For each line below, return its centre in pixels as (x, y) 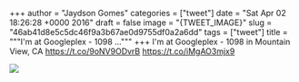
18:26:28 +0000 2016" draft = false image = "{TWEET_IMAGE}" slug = (141, 23)
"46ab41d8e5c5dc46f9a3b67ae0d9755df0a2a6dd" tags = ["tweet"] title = (149, 32)
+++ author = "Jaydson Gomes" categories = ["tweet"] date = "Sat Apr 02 (148, 13)
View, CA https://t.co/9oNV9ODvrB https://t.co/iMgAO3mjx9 (122, 51)
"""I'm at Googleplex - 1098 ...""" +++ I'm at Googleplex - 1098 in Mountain (150, 41)
